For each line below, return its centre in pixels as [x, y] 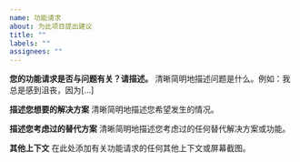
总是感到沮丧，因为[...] [52, 90]
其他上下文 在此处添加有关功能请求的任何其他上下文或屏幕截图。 [130, 148]
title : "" [28, 35]
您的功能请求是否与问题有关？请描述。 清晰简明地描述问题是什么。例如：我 [150, 79]
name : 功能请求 [35, 18]
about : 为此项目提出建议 [51, 26]
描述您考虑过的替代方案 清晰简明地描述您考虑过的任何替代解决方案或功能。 [150, 129]
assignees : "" [36, 52]
